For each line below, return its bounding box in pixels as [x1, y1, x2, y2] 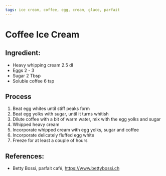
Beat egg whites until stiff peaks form [12, 105, 90, 111]
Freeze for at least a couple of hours [12, 137, 88, 143]
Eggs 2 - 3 [12, 67, 35, 73]
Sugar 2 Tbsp [12, 72, 41, 78]
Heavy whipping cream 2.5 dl [12, 62, 74, 68]
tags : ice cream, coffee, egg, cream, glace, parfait [5, 7, 120, 12]
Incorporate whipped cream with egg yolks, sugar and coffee [12, 127, 139, 133]
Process [5, 92, 32, 101]
